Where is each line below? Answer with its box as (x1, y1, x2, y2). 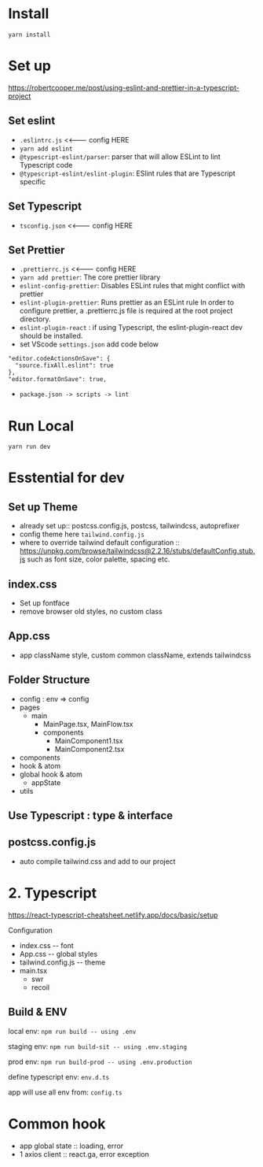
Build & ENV (8, 1006, 68, 1019)
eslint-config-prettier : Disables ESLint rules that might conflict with (19, 281, 246, 291)
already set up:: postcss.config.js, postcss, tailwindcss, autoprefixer (19, 521, 240, 531)
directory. (19, 314, 51, 324)
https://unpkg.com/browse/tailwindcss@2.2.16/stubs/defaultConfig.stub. (19, 546, 255, 556)
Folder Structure (8, 673, 90, 687)
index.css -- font (19, 940, 75, 950)
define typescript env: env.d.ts (8, 1072, 110, 1081)
